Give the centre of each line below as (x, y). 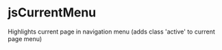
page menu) (25, 38)
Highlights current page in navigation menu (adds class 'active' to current (111, 32)
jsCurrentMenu (52, 13)
